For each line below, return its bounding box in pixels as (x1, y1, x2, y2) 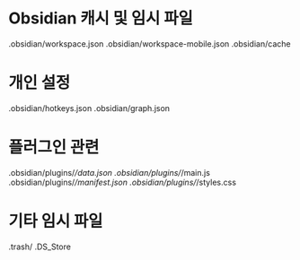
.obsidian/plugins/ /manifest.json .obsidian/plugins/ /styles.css (8, 177, 237, 187)
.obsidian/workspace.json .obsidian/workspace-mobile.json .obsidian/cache (8, 38, 291, 49)
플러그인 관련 (8, 137, 100, 158)
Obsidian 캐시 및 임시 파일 (8, 8, 194, 29)
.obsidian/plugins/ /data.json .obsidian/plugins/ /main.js (8, 167, 210, 178)
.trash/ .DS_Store (8, 241, 71, 252)
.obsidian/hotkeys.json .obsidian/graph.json (8, 102, 171, 113)
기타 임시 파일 (8, 212, 103, 231)
